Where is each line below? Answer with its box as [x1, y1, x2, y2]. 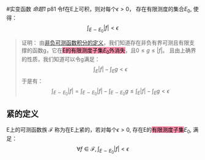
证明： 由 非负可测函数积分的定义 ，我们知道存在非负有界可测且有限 [21, 39, 190, 46]
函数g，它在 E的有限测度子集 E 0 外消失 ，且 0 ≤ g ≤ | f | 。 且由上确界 [32, 47, 196, 55]
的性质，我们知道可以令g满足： [21, 55, 100, 63]
